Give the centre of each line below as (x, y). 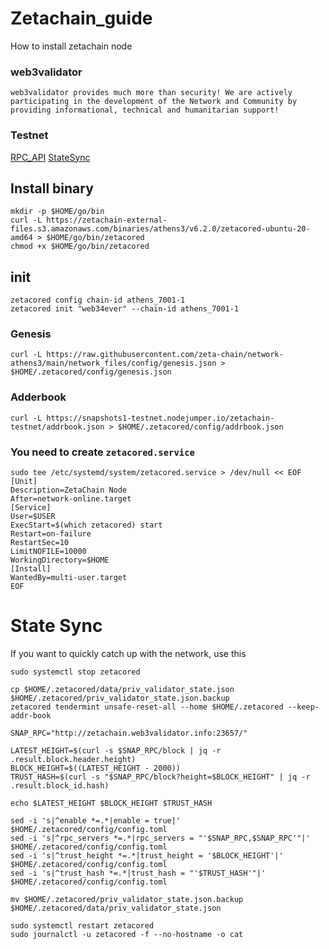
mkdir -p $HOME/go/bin (57, 212)
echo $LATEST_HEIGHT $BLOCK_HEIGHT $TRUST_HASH (111, 803)
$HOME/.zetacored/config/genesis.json (91, 372)
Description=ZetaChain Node (69, 490)
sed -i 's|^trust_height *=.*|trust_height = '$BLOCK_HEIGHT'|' (147, 855)
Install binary (52, 188)
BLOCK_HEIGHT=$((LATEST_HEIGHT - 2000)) (96, 768)
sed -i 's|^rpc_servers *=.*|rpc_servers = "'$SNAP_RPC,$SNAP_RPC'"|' (160, 838)
